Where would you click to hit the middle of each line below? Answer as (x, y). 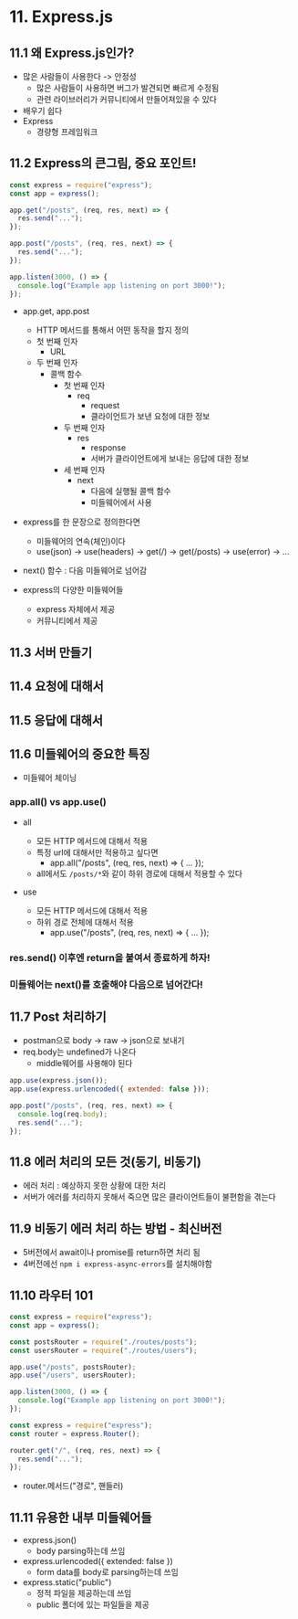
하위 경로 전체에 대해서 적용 (85, 922)
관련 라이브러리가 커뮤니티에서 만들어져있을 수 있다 (126, 99)
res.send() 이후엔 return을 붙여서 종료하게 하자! (110, 958)
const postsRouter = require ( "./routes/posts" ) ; (103, 1342)
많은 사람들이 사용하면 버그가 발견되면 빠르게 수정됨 (128, 88)
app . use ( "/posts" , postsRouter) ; (73, 1367)
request (105, 406)
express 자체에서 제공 (76, 609)
